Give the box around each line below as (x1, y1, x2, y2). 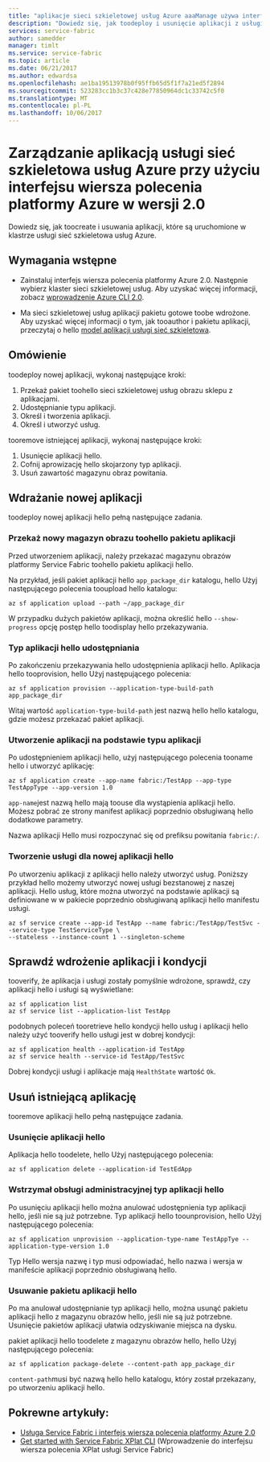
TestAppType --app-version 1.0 (8, 784, 113, 792)
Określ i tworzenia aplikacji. (19, 411, 111, 420)
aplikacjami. (19, 394, 60, 404)
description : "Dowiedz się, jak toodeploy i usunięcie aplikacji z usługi (8, 19, 264, 27)
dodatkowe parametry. (8, 815, 84, 825)
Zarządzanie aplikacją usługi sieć (8, 144, 235, 162)
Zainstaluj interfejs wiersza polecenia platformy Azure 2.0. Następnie (19, 275, 248, 284)
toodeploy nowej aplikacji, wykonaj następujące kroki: (8, 370, 186, 379)
